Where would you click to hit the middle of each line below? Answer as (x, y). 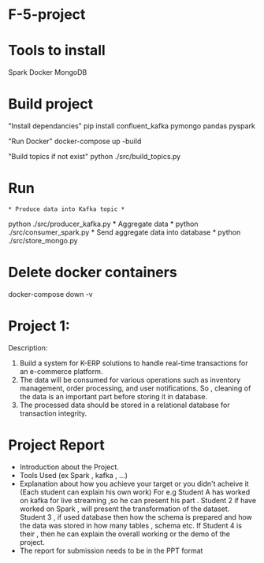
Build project (50, 104)
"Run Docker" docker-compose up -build (75, 141)
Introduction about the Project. (69, 467)
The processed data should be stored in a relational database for (125, 405)
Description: (28, 347)
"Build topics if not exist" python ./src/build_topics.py (95, 157)
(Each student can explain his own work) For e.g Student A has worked (135, 492)
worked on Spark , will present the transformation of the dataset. (125, 509)
